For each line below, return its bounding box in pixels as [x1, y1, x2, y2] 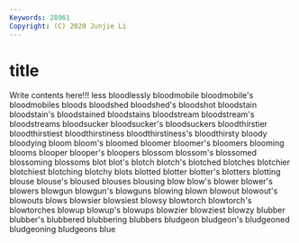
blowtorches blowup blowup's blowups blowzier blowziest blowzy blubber [9, 204, 285, 216]
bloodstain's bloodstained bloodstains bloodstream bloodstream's [9, 109, 255, 120]
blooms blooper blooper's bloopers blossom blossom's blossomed [9, 148, 257, 158]
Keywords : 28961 [9, 13, 70, 22]
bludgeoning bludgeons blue [9, 224, 116, 235]
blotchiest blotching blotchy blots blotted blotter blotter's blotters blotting [9, 166, 281, 177]
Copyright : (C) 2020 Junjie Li [9, 22, 127, 31]
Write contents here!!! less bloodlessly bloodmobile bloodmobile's [9, 90, 254, 101]
